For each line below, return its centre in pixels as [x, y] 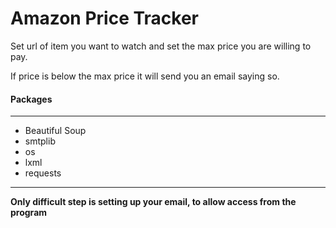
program [29, 213]
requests [43, 173]
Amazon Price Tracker [105, 18]
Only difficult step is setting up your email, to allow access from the [153, 202]
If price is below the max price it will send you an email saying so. [145, 76]
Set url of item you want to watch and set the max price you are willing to [161, 46]
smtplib [40, 141]
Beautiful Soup [55, 131]
